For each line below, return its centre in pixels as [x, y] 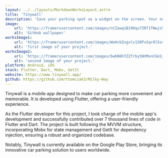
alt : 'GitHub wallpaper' [40, 33]
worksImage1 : [19, 38]
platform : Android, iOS [30, 65]
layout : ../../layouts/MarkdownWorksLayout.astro [58, 10]
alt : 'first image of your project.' [53, 47]
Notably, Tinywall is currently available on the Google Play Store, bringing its [84, 145]
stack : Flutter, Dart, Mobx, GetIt [42, 70]
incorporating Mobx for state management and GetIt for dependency [76, 130]
